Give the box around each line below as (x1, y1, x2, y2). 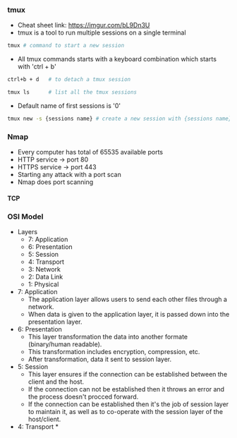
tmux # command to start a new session (7, 42, 125, 49)
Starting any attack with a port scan (17, 171, 121, 179)
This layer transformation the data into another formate (28, 332, 188, 341)
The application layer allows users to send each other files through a (28, 295, 228, 303)
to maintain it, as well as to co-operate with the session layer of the (28, 407, 224, 415)
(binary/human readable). (28, 340, 102, 348)
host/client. (28, 415, 61, 423)
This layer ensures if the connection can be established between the (28, 370, 228, 378)
